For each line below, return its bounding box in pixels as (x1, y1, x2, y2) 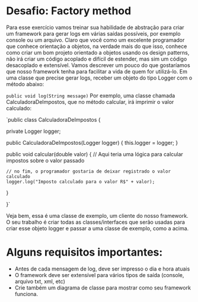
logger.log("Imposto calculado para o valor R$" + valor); (6, 179, 155, 185)
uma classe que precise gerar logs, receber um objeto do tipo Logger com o (6, 74, 193, 81)
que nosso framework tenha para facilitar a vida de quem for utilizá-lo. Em (6, 68, 188, 75)
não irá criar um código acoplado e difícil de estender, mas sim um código (6, 55, 187, 62)
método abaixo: (6, 80, 44, 87)
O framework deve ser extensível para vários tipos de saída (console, (14, 271, 184, 278)
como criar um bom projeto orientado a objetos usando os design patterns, (6, 49, 190, 56)
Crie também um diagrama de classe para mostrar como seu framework (14, 284, 191, 291)
